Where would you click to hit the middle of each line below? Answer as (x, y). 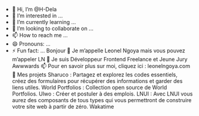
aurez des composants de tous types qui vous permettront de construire (102, 100)
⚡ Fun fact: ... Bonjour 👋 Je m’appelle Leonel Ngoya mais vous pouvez (98, 50)
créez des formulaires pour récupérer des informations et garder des (97, 81)
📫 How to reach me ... (40, 35)
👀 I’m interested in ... (37, 16)
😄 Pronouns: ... (31, 44)
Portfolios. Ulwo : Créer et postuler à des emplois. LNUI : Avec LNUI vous (102, 94)
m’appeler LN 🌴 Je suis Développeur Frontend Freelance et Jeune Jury (99, 59)
